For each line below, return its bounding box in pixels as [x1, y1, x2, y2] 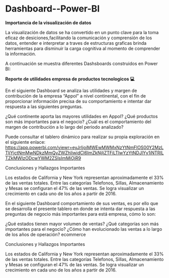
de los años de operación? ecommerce [5, 231, 87, 237]
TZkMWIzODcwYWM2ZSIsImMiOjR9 [5, 155, 81, 161]
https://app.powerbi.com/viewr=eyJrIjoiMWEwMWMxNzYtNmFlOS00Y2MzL [5, 144, 164, 150]
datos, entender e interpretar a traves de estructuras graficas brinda [5, 40, 147, 46]
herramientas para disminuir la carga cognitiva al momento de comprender [5, 45, 160, 51]
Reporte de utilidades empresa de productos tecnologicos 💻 [5, 76, 135, 82]
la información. [5, 51, 36, 57]
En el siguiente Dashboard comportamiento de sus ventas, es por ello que [5, 200, 158, 206]
